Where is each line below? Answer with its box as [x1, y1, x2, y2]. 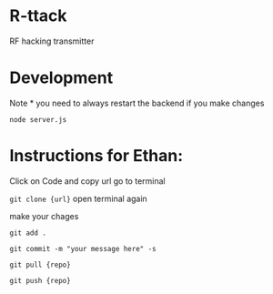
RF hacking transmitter [9, 35, 95, 46]
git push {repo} [9, 276, 71, 285]
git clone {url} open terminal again [9, 193, 147, 204]
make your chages [9, 210, 79, 221]
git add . [9, 228, 47, 238]
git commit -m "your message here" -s [9, 244, 157, 253]
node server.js [9, 115, 67, 124]
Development [9, 67, 114, 88]
